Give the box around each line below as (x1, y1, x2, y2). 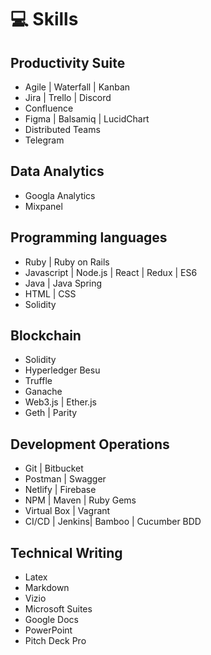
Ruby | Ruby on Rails (24, 256, 110, 268)
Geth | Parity (24, 407, 78, 419)
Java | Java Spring (24, 277, 103, 289)
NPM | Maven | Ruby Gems (24, 494, 137, 506)
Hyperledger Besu (24, 364, 101, 376)
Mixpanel (24, 200, 63, 212)
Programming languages (10, 229, 168, 246)
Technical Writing (10, 544, 123, 561)
